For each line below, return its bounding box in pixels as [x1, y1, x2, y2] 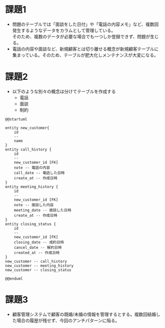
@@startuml [5, 116, 28, 122]
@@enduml [5, 276, 23, 281]
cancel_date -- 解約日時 [14, 245, 62, 250]
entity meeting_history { [5, 184, 58, 189]
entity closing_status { [5, 221, 56, 226]
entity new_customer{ [5, 125, 50, 130]
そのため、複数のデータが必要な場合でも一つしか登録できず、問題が [12, 34, 150, 39]
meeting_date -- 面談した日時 [14, 208, 71, 213]
